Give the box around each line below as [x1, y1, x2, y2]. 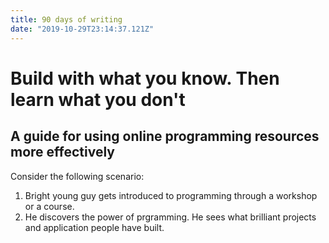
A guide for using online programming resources [10, 128, 320, 145]
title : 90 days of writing [10, 14, 123, 25]
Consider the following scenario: [10, 170, 145, 182]
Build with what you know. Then [10, 67, 280, 90]
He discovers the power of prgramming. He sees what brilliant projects [24, 211, 317, 223]
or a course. [24, 200, 75, 212]
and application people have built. [24, 221, 165, 233]
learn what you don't [10, 88, 186, 111]
